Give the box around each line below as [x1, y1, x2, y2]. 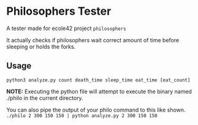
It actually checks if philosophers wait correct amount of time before [6, 36, 180, 44]
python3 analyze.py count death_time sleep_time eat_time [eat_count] [6, 77, 191, 83]
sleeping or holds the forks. [6, 43, 76, 50]
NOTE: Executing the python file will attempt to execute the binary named [6, 88, 192, 95]
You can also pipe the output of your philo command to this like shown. [6, 106, 186, 113]
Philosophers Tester [6, 4, 112, 18]
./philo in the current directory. [6, 94, 84, 102]
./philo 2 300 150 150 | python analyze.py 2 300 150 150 [6, 112, 158, 119]
